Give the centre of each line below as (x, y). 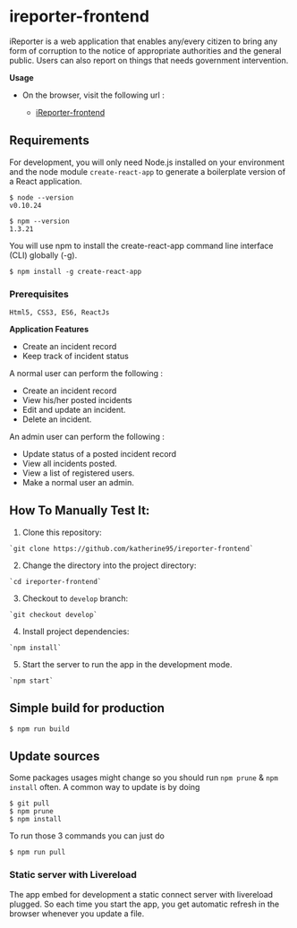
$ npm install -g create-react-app (76, 271)
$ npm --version (39, 221)
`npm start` (31, 681)
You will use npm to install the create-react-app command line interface (142, 245)
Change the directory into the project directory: (109, 565)
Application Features (49, 330)
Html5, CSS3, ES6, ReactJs (59, 313)
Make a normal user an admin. (78, 483)
